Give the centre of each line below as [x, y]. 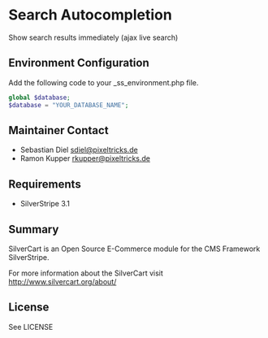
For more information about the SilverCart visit [86, 273]
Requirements [45, 184]
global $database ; [39, 97]
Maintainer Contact [58, 130]
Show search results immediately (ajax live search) [93, 37]
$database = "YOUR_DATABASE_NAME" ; [69, 105]
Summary [34, 229]
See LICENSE [31, 327]
